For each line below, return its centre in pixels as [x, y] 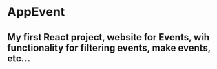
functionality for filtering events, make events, [109, 47]
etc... [19, 58]
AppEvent [36, 12]
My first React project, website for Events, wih [108, 37]
